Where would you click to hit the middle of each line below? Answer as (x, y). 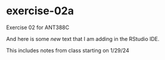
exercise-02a (40, 11)
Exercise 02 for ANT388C (38, 27)
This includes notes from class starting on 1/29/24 (68, 50)
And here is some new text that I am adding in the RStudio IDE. (83, 39)
